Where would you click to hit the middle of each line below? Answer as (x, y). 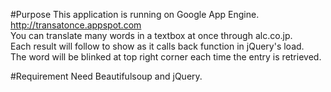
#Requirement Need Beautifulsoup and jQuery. (106, 76)
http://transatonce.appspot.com (76, 25)
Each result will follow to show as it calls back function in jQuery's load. (157, 46)
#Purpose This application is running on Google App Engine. (135, 14)
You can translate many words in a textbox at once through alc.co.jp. (151, 35)
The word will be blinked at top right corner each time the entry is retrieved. (166, 57)
